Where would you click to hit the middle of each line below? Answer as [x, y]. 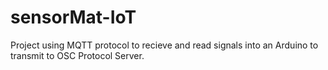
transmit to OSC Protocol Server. [77, 55]
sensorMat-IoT [73, 17]
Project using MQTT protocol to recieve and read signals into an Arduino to [164, 45]
